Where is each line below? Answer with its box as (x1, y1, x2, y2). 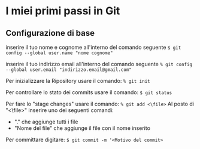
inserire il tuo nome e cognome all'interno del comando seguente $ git (5, 44, 181, 51)
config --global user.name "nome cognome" (5, 50, 113, 56)
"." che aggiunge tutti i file (14, 118, 78, 125)
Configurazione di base (5, 28, 95, 38)
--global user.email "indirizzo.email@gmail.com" (5, 67, 132, 73)
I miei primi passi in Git (5, 4, 120, 18)
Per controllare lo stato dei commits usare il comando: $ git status (5, 89, 172, 96)
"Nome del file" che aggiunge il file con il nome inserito (14, 125, 151, 132)
